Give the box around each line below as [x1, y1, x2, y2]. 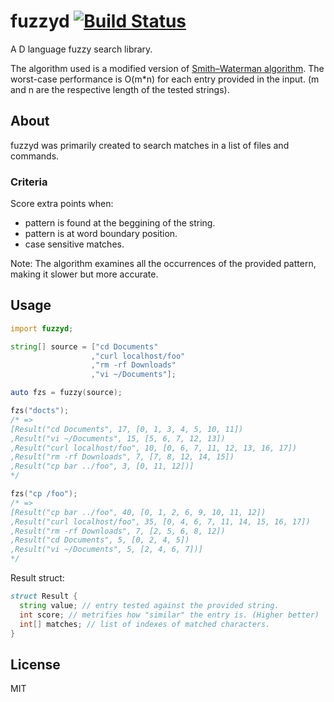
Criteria [10, 175, 48, 189]
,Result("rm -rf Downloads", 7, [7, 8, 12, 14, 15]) [10, 452, 235, 462]
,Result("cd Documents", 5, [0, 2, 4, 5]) [10, 535, 190, 545]
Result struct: [10, 572, 65, 584]
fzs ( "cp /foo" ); [10, 489, 78, 499]
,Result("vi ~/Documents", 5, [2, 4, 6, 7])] [10, 545, 203, 555]
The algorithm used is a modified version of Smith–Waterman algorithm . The [10, 62, 325, 74]
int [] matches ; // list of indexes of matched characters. [19, 619, 271, 629]
